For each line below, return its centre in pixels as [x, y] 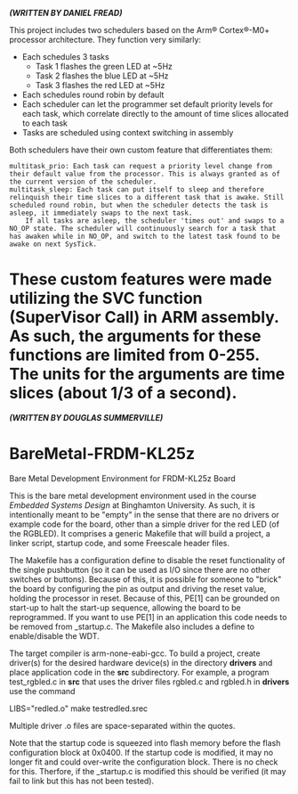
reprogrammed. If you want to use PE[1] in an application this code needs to [148, 617]
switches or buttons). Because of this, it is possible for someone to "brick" [145, 579]
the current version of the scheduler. [83, 182]
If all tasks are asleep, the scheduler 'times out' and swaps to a [155, 221]
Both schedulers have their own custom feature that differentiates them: [141, 150]
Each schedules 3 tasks [65, 57]
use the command [42, 691]
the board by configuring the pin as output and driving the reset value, [138, 588]
